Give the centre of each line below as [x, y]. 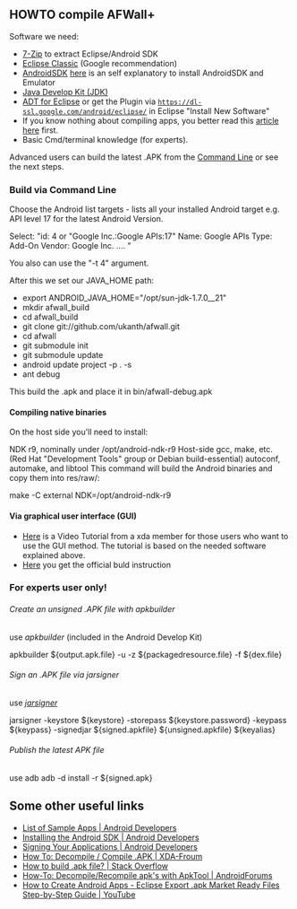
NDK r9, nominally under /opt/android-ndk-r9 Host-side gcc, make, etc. [141, 450]
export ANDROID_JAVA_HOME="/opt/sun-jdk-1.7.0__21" [124, 298]
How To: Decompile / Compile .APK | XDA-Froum [112, 856]
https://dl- [180, 102]
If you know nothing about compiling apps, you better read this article [150, 120]
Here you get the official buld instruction [97, 564]
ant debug [41, 374]
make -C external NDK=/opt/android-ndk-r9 [90, 495]
